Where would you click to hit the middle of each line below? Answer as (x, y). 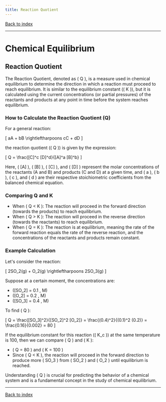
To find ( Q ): (18, 310)
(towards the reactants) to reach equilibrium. (58, 222)
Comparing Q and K (29, 195)
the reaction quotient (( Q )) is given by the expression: (61, 148)
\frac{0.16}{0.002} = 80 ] (30, 325)
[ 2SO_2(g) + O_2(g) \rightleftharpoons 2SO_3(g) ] (56, 271)
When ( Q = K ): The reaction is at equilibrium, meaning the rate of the (83, 227)
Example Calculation (30, 251)
